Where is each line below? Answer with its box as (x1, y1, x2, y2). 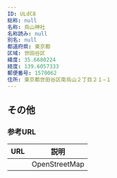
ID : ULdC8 (7, 10, 37, 18)
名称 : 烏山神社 (7, 23, 46, 30)
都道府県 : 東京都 (7, 43, 51, 50)
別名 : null (7, 37, 37, 44)
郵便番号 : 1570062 (7, 69, 58, 76)
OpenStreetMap (31, 160, 85, 170)
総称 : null (7, 17, 37, 24)
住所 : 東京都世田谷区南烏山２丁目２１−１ (7, 76, 111, 83)
